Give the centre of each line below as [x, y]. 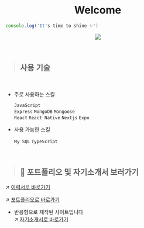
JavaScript [27, 105]
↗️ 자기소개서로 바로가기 [41, 219]
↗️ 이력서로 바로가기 [28, 187]
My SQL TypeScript [36, 141]
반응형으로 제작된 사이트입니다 [48, 212]
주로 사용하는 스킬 [34, 94]
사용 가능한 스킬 [32, 129]
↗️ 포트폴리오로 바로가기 [32, 200]
